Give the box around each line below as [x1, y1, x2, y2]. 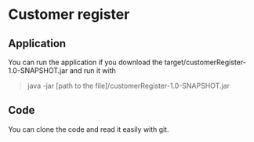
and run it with [69, 66, 116, 75]
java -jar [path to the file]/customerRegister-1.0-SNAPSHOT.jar [27, 81, 230, 90]
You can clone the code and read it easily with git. [8, 124, 170, 134]
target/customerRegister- [164, 57, 247, 67]
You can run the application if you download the [8, 57, 163, 67]
